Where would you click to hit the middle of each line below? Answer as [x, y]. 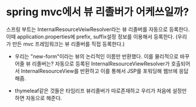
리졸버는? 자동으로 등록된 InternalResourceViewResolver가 [101, 63]
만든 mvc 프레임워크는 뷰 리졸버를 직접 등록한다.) [68, 44]
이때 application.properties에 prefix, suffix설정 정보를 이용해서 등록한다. [90, 36]
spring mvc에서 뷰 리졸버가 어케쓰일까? [98, 12]
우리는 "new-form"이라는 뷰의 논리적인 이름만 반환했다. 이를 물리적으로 [97, 56]
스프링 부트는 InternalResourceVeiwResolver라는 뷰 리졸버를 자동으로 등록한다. [98, 29]
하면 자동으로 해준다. [38, 98]
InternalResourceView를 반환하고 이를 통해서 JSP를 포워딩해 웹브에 [99, 71]
